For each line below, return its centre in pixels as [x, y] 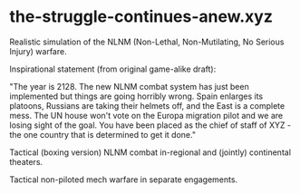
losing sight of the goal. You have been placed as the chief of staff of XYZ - [150, 125]
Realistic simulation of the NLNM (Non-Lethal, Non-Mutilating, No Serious [147, 42]
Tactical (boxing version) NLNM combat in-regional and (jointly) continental [150, 152]
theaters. [26, 161]
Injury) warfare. [38, 51]
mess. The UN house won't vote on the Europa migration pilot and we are [146, 115]
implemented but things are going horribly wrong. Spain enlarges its [136, 96]
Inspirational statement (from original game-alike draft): [113, 69]
